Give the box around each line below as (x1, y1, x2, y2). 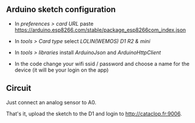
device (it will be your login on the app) (14, 66, 109, 73)
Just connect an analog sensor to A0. (6, 99, 97, 106)
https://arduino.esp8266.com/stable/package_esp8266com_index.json (14, 26, 186, 33)
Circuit (6, 83, 32, 93)
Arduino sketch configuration (6, 5, 116, 15)
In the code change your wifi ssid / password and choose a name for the (14, 60, 190, 67)
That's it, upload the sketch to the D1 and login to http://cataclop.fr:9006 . (6, 110, 182, 117)
